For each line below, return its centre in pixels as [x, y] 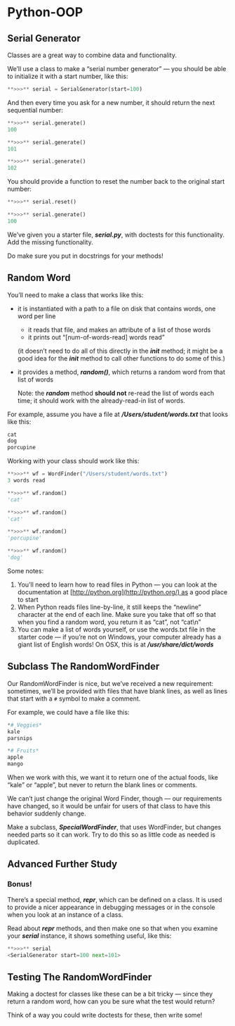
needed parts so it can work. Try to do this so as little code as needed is [112, 834]
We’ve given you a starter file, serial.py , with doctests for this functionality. [116, 234]
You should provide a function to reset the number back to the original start [116, 182]
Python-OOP [45, 12]
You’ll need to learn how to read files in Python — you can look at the [117, 584]
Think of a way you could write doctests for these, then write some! [105, 1015]
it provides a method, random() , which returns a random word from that [121, 372]
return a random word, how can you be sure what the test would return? [111, 1001]
